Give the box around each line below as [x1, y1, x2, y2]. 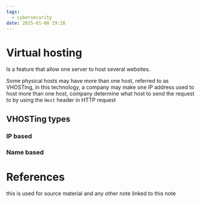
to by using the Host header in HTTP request [6, 97, 116, 104]
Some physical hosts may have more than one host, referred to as [6, 77, 169, 85]
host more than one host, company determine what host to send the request [6, 90, 195, 97]
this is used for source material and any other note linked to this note [6, 190, 176, 197]
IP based [6, 132, 32, 140]
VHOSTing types [6, 114, 71, 124]
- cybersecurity [11, 14, 52, 20]
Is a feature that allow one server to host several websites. [6, 65, 151, 73]
